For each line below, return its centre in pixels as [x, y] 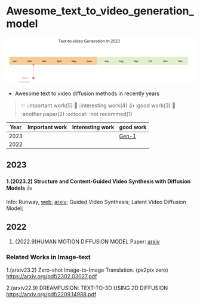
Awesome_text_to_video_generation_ [100, 11]
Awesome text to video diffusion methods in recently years [87, 93]
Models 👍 [19, 188]
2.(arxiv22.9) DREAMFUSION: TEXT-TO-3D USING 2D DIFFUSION [87, 288]
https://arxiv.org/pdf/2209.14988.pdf [51, 294]
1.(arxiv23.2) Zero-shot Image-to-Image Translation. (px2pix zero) [87, 270]
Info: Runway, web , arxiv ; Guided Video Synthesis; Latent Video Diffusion [96, 202]
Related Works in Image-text [48, 257]
